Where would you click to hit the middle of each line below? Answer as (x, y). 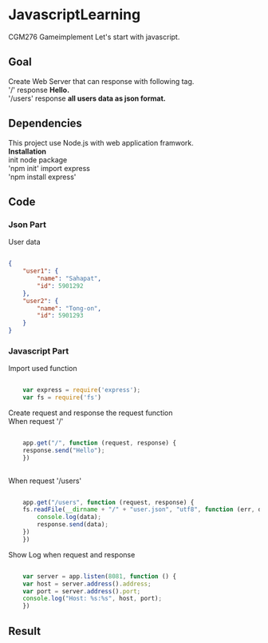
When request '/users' (45, 481)
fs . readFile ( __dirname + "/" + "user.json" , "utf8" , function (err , (139, 509)
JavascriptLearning (75, 15)
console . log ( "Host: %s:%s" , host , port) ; (92, 599)
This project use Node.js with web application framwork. (101, 142)
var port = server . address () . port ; (82, 591)
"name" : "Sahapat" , (69, 278)
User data (25, 242)
